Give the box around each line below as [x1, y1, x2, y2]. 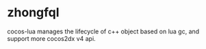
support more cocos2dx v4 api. [7, 34, 96, 42]
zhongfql [7, 5, 60, 20]
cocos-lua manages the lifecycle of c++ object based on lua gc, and [7, 27, 200, 35]
